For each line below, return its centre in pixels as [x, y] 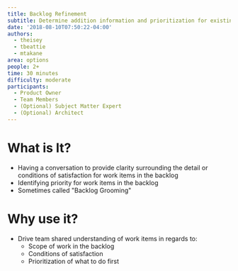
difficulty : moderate [39, 80]
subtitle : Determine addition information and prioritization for [107, 21]
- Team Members [36, 100]
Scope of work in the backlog [71, 246]
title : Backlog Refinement [47, 14]
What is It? [39, 148]
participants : [28, 87]
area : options [28, 60]
